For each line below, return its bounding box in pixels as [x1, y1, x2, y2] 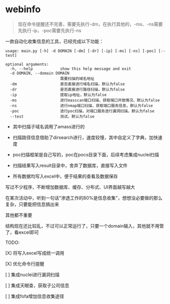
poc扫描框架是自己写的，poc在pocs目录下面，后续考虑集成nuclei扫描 [12, 151, 159, 157]
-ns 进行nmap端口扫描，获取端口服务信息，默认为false [10, 103, 153, 108]
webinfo [5, 4, 41, 15]
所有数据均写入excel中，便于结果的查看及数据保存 [12, 173, 118, 179]
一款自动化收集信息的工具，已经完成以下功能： [5, 38, 104, 44]
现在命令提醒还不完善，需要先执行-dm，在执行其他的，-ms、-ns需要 [17, 21, 163, 27]
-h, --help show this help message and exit [10, 66, 131, 71]
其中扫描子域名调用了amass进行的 [12, 123, 85, 129]
